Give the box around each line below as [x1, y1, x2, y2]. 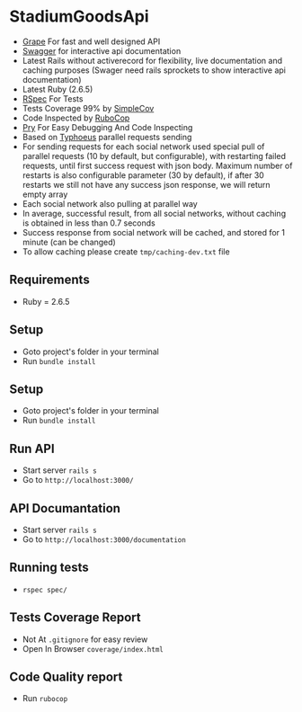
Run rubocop [22, 693, 68, 704]
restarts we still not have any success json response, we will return [22, 179, 271, 190]
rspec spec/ [22, 585, 67, 594]
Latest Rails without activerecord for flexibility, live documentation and [22, 55, 283, 66]
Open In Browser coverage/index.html [22, 643, 164, 654]
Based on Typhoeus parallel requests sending [22, 131, 192, 142]
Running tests [9, 560, 90, 575]
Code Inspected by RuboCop [22, 112, 130, 123]
